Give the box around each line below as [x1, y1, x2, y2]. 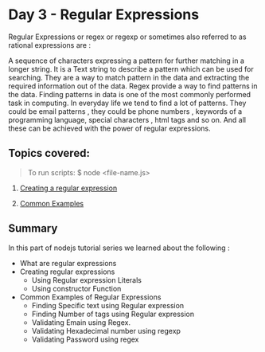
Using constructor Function [31, 284, 122, 293]
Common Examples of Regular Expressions [19, 292, 162, 302]
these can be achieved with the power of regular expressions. [8, 123, 211, 133]
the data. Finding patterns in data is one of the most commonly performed [8, 89, 251, 99]
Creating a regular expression [19, 183, 118, 193]
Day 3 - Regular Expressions [8, 6, 200, 24]
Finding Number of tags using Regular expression [31, 309, 195, 319]
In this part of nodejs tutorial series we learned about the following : [8, 243, 230, 252]
